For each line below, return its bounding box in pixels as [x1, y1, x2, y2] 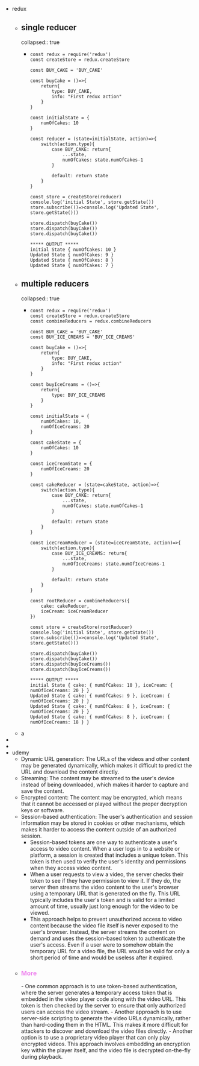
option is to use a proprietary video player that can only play [20, 1033, 170, 1041]
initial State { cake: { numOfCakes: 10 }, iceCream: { [29, 682, 173, 688]
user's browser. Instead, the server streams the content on [29, 928, 176, 935]
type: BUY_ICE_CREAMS [51, 392, 106, 398]
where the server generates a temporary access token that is [20, 989, 173, 996]
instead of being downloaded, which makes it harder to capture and [20, 781, 189, 788]
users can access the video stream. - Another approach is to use [20, 1008, 182, 1015]
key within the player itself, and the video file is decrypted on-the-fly [20, 1046, 191, 1054]
